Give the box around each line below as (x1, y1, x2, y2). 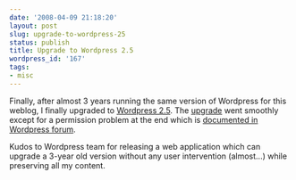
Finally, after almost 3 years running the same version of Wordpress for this (9, 95, 287, 106)
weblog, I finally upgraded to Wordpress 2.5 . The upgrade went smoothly (9, 104, 279, 116)
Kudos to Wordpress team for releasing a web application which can (9, 141, 261, 151)
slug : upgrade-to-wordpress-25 (9, 29, 126, 38)
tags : (9, 63, 30, 72)
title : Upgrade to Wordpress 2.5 (9, 46, 134, 55)
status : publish (9, 37, 70, 47)
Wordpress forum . (9, 124, 76, 135)
